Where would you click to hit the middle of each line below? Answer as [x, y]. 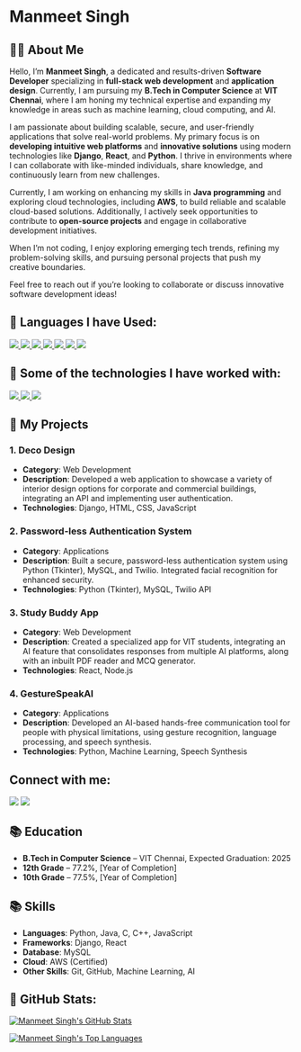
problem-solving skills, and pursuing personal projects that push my [135, 257]
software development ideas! [63, 294]
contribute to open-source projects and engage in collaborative [128, 221]
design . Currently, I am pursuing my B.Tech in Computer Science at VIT [144, 90]
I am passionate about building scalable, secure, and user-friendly [132, 127]
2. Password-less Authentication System [101, 531]
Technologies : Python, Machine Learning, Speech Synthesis [135, 751]
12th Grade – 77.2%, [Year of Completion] [99, 868]
